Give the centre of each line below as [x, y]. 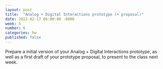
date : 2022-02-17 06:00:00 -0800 [40, 19]
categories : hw [21, 33]
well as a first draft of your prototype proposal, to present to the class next [81, 57]
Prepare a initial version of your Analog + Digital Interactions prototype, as [81, 51]
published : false [23, 38]
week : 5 [13, 24]
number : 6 [15, 28]
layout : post [19, 10]
